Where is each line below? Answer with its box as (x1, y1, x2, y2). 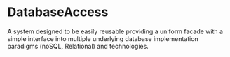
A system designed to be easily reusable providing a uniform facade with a (7, 27, 223, 35)
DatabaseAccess (7, 4, 109, 20)
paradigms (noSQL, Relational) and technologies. (7, 42, 149, 50)
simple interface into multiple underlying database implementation (7, 34, 198, 42)
